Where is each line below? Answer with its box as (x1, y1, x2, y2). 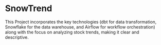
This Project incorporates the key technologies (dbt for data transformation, (5, 19, 157, 25)
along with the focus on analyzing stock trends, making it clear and (5, 29, 140, 35)
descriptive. (5, 34, 29, 40)
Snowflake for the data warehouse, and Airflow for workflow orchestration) (5, 24, 156, 30)
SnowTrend (5, 3, 53, 14)
